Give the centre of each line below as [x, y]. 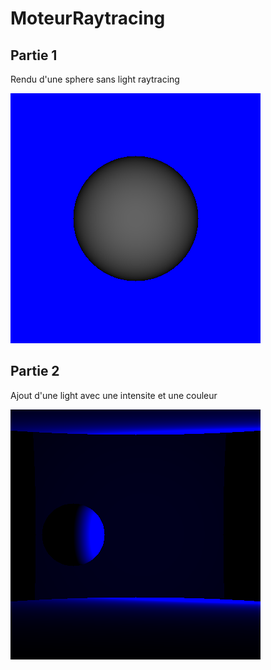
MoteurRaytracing [88, 18]
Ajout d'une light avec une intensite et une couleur [114, 395]
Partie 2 [35, 371]
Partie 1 [34, 55]
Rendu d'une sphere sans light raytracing [95, 79]
